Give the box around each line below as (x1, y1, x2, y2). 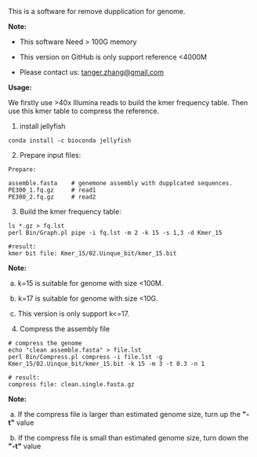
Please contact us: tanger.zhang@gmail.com (19, 68, 165, 77)
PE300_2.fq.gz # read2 (8, 193, 96, 201)
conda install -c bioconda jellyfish (8, 137, 132, 144)
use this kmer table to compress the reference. (8, 106, 159, 115)
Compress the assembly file (19, 324, 110, 333)
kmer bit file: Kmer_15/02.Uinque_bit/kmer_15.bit (8, 250, 177, 258)
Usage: (8, 82, 33, 92)
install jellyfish (19, 122, 66, 130)
